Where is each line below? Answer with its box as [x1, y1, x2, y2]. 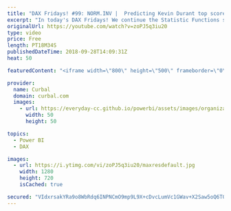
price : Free [7, 36, 41, 43]
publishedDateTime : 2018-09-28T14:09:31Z [7, 49, 128, 56]
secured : [7, 193, 32, 200]
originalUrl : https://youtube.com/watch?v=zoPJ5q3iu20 [7, 23, 168, 30]
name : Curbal [13, 86, 51, 93]
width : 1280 [19, 168, 54, 175]
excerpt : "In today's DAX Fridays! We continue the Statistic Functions [7, 16, 220, 23]
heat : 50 [7, 55, 32, 62]
